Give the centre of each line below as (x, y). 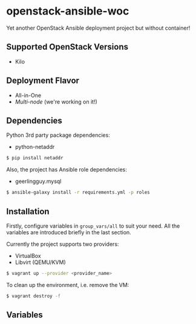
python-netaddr (35, 147)
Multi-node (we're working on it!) (56, 102)
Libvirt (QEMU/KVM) (41, 262)
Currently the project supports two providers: (63, 244)
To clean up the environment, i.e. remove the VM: (68, 285)
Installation (28, 211)
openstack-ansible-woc (68, 11)
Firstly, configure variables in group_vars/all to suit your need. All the (93, 226)
